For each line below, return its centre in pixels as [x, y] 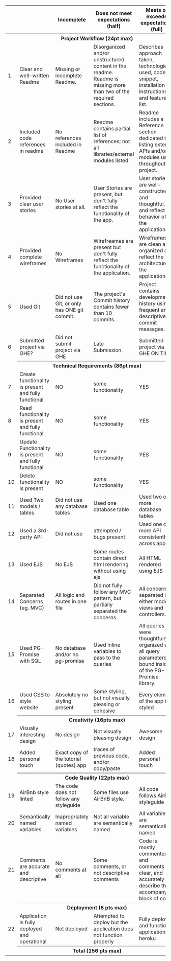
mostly [147, 847]
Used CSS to [35, 695]
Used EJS [31, 564]
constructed [154, 191]
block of [149, 898]
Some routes [109, 552]
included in [68, 144]
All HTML [150, 558]
